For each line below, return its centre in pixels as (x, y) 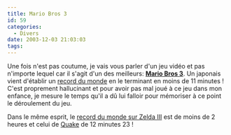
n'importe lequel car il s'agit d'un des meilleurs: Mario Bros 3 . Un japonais (114, 73)
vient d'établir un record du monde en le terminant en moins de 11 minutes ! (115, 81)
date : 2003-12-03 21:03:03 (47, 40)
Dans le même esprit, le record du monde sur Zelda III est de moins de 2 (111, 117)
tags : (15, 46)
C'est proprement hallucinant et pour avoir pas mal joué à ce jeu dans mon (115, 88)
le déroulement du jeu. (40, 103)
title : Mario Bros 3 (37, 14)
